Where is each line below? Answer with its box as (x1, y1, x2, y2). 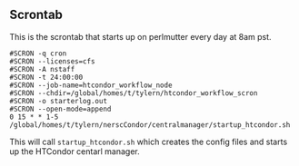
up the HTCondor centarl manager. (9, 145, 141, 157)
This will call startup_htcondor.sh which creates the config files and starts (9, 136, 288, 147)
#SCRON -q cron (9, 49, 67, 58)
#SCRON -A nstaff (9, 64, 75, 73)
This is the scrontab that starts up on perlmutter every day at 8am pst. (9, 31, 272, 42)
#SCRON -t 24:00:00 (9, 73, 84, 82)
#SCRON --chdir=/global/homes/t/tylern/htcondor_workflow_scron (9, 88, 258, 98)
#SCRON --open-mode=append (9, 104, 112, 113)
